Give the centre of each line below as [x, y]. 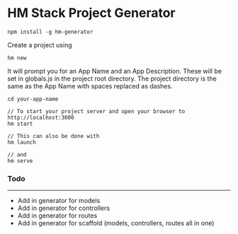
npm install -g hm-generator [50, 32]
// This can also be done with [53, 136]
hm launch [22, 142]
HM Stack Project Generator [91, 13]
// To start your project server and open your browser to [96, 111]
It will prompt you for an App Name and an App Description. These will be [114, 71]
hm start [20, 124]
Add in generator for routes [57, 216]
